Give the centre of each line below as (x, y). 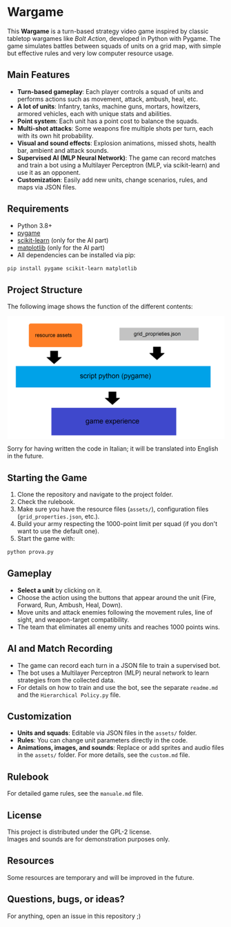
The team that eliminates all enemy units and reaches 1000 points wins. (119, 627)
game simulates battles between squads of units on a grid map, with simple (114, 46)
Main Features (39, 75)
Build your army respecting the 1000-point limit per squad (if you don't (117, 524)
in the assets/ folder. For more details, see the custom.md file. (103, 755)
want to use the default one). (58, 531)
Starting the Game (47, 478)
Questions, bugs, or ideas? (66, 899)
